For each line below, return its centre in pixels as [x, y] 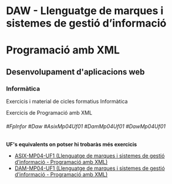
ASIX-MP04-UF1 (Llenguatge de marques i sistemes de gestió [90, 156]
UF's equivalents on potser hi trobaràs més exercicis [72, 145]
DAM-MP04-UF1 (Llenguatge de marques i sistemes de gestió [90, 168]
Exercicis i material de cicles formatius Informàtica [67, 102]
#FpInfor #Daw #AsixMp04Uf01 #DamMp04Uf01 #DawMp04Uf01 [86, 126]
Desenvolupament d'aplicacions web [75, 72]
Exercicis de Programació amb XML [49, 113]
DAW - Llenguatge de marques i [85, 11]
